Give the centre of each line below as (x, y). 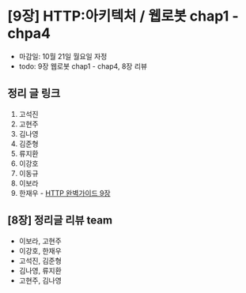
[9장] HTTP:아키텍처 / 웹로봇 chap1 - (123, 16)
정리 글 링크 (34, 94)
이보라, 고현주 (40, 241)
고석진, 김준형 (40, 261)
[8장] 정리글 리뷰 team (60, 221)
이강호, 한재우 (40, 250)
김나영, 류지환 (40, 270)
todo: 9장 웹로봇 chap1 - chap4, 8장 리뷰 (83, 66)
